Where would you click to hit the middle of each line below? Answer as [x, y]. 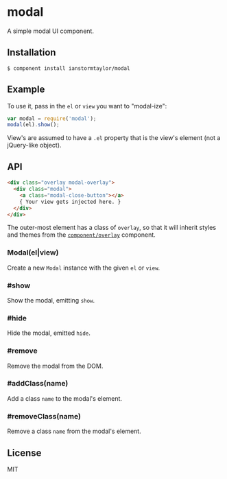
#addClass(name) [38, 384]
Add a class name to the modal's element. [64, 398]
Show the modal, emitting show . [51, 300]
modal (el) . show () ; [33, 125]
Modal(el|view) [33, 253]
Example [26, 90]
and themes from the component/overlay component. [81, 235]
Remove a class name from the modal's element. [74, 431]
